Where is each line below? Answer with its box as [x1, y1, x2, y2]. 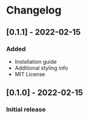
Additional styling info [14, 64, 68, 71]
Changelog [6, 4, 62, 17]
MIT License [14, 70, 46, 77]
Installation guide [14, 58, 57, 65]
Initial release [6, 106, 46, 114]
